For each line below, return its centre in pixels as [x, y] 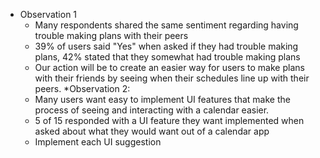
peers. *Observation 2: [82, 88]
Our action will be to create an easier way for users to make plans [169, 67]
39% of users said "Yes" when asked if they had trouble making [166, 46]
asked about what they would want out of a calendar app [152, 131]
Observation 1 [48, 14]
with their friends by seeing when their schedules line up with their [172, 78]
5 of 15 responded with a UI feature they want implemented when [169, 120]
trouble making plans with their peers [111, 35]
